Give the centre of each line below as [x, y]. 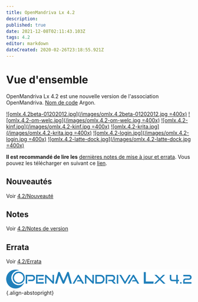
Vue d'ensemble [47, 80]
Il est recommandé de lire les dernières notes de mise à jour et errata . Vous [98, 157]
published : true [26, 25]
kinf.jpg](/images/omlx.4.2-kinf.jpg [48, 126]
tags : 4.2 [18, 38]
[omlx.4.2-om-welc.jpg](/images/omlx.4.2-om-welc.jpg [73, 120]
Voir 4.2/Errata [24, 262]
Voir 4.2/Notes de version [37, 229]
